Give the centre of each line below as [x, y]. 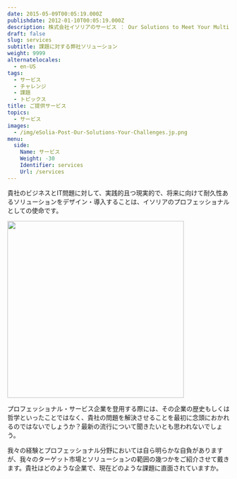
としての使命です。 [35, 210]
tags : [15, 73]
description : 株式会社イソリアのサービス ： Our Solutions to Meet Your [109, 27]
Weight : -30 [37, 159]
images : [19, 126]
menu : [15, 139]
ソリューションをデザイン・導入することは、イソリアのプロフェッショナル [121, 202]
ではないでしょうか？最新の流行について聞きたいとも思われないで [115, 426]
